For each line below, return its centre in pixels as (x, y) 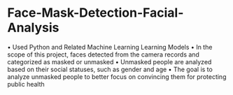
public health (26, 84)
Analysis (33, 28)
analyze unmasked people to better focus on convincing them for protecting (117, 76)
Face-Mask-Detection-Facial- (96, 13)
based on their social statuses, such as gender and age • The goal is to (110, 69)
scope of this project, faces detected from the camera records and (103, 54)
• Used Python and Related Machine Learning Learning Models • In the (110, 47)
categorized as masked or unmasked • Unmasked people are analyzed (110, 61)
